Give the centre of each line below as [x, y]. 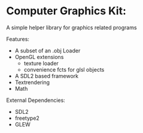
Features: [18, 39]
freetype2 [27, 118]
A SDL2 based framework [47, 76]
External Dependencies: [36, 100]
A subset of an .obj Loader [48, 50]
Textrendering [32, 82]
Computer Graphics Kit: [66, 11]
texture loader [41, 63]
